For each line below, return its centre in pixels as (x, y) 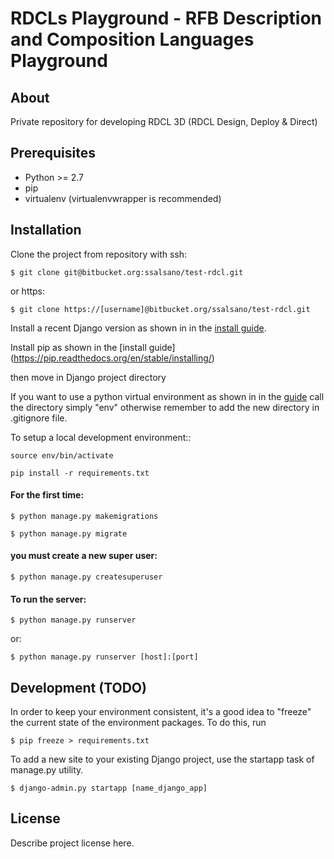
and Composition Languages (132, 39)
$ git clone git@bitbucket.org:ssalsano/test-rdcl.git (127, 272)
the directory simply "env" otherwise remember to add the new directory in (165, 407)
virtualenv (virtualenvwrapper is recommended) (123, 198)
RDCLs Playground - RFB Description (166, 18)
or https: (28, 291)
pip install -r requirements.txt (80, 473)
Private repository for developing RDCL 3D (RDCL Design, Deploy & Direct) (164, 121)
